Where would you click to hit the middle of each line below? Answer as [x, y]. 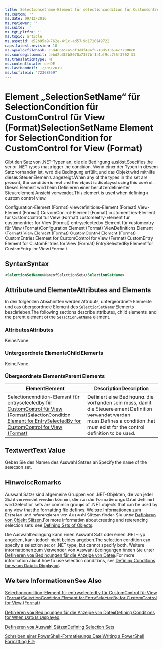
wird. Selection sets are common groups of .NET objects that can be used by [81, 504]
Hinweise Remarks [33, 483]
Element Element [45, 389]
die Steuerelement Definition [120, 409]
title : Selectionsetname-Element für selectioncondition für [68, 9]
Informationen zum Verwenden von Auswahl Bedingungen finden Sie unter [80, 550]
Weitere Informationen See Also [53, 581]
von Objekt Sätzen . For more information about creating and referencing [76, 520]
